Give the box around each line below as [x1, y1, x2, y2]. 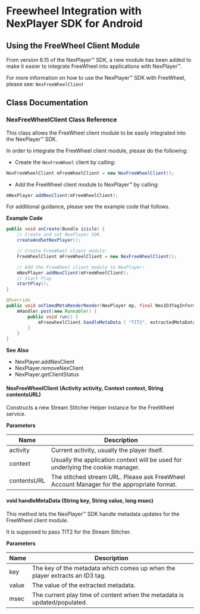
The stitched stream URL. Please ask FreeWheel [51, 473, 186, 481]
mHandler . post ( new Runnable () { [17, 308, 97, 314]
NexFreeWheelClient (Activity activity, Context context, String [6, 384, 164, 391]
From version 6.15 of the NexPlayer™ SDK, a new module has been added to [6, 57, 192, 63]
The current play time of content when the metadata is [32, 591, 185, 599]
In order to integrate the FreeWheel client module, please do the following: [6, 147, 188, 154]
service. [6, 410, 26, 417]
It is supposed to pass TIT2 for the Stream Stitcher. [6, 528, 132, 535]
